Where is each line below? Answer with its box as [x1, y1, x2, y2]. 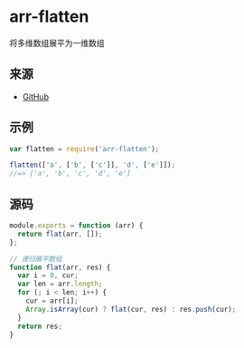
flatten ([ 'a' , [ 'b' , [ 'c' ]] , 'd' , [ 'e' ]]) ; [9, 160, 176, 169]
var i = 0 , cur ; [17, 271, 79, 280]
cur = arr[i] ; [25, 296, 79, 305]
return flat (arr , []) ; [17, 229, 103, 238]
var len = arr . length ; [17, 279, 103, 289]
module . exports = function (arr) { [9, 221, 144, 230]
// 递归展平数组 [9, 254, 62, 264]
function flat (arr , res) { [9, 263, 111, 272]
